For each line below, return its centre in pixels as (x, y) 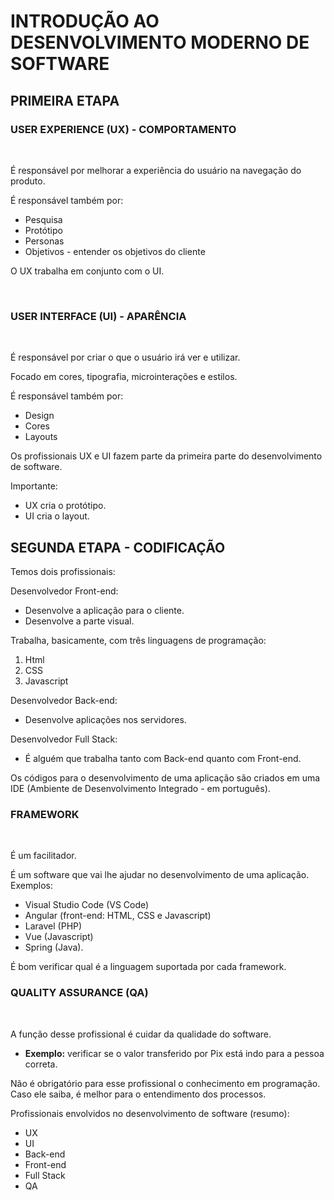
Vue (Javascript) (59, 937)
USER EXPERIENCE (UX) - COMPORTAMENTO (123, 129)
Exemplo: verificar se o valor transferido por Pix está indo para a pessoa (174, 1053)
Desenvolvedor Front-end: (64, 591)
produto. (28, 181)
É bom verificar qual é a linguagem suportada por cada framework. (148, 967)
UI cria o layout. (57, 516)
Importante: (34, 486)
